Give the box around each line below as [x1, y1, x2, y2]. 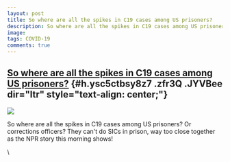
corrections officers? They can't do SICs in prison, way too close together [7, 127, 216, 135]
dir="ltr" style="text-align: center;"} [7, 89, 168, 100]
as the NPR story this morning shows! [7, 135, 113, 143]
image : [7, 29, 26, 36]
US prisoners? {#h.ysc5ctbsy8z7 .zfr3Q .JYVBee [7, 78, 222, 90]
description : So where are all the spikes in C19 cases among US [7, 23, 197, 30]
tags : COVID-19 [7, 36, 51, 43]
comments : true [7, 42, 51, 49]
